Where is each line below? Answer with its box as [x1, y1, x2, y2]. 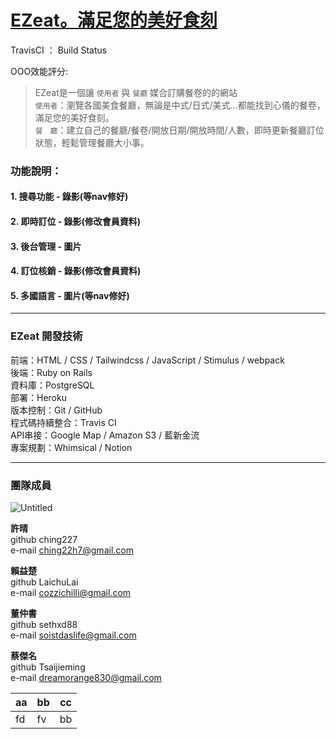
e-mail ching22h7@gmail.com [10, 544, 134, 556]
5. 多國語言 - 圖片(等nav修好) [10, 289, 130, 301]
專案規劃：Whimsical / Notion [10, 441, 133, 453]
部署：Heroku [10, 391, 67, 403]
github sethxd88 [10, 619, 78, 631]
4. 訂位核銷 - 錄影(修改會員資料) [10, 265, 142, 277]
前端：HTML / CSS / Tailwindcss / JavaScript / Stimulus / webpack [10, 354, 285, 366]
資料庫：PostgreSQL [10, 379, 95, 391]
